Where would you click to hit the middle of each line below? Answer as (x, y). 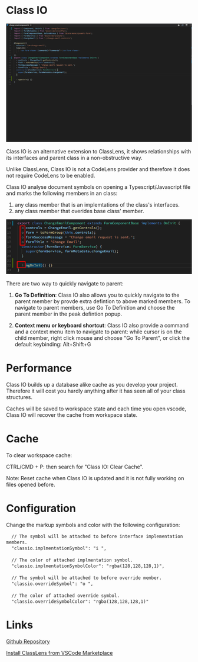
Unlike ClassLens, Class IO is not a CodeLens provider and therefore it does (98, 169)
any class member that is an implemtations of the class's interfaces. (97, 205)
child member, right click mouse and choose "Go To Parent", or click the (102, 338)
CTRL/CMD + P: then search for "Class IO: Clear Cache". (75, 467)
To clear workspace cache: (39, 455)
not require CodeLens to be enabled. (51, 176)
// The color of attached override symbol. (65, 596)
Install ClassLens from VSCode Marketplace (60, 653)
